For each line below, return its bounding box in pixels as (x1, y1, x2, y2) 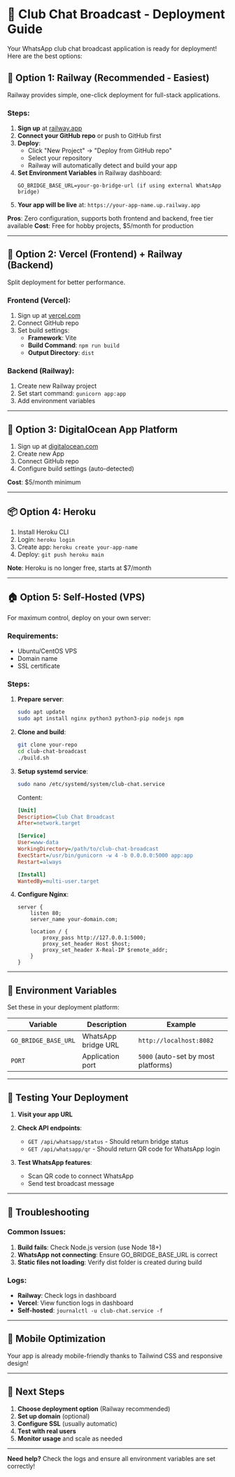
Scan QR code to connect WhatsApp (27, 1172, 134, 1180)
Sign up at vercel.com (17, 311, 81, 320)
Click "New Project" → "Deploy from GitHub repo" (27, 146, 173, 155)
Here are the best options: (7, 52, 83, 60)
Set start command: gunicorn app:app (17, 389, 127, 398)
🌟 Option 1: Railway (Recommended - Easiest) (7, 72, 210, 84)
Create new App (17, 449, 65, 458)
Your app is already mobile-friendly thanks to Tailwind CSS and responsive (7, 1351, 222, 1360)
